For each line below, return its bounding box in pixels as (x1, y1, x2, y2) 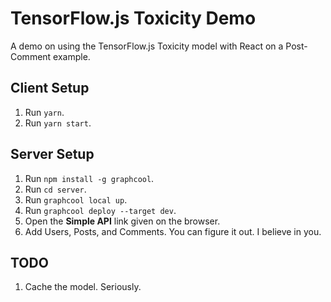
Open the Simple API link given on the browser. (24, 215, 221, 227)
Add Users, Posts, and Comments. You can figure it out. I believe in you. (24, 225, 322, 237)
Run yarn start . (24, 117, 92, 129)
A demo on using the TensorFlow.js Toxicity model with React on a (10, 40, 284, 52)
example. (53, 50, 91, 62)
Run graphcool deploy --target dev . (24, 204, 177, 216)
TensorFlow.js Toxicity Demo (10, 7, 257, 30)
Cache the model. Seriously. (24, 281, 142, 293)
